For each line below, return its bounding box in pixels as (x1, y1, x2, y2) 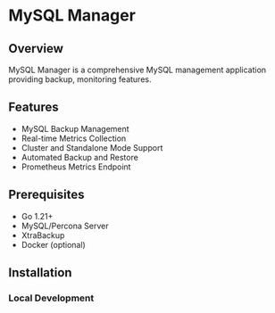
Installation (8, 265, 72, 281)
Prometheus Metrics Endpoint (21, 161, 131, 172)
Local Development (8, 292, 95, 304)
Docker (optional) (21, 239, 86, 250)
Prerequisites (8, 187, 85, 202)
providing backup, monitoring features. (8, 74, 152, 85)
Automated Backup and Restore (21, 152, 139, 162)
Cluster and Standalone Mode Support (21, 142, 163, 152)
